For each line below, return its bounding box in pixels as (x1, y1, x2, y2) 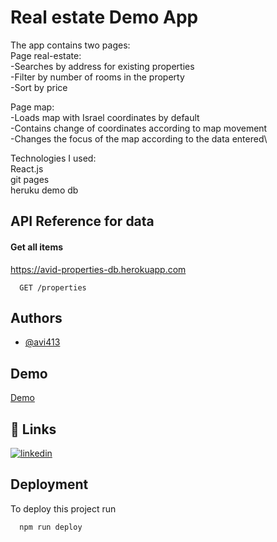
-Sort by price (10, 81, 68, 93)
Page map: (10, 101, 55, 113)
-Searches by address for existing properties (10, 60, 195, 72)
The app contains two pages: (10, 39, 131, 51)
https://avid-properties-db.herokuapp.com (10, 263, 187, 275)
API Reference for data (10, 213, 155, 230)
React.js (10, 162, 44, 175)
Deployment (10, 476, 89, 493)
